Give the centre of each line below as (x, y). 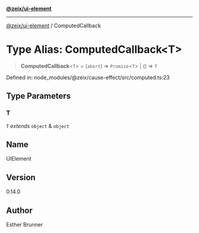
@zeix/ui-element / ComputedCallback (54, 25)
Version (21, 177)
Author (19, 210)
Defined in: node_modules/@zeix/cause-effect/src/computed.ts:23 (88, 77)
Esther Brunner (25, 225)
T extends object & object (38, 126)
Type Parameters (38, 96)
